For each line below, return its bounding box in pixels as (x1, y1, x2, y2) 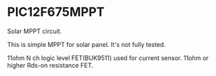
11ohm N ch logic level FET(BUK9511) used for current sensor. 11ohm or (7, 53, 209, 62)
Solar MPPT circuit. (7, 27, 62, 35)
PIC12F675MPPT (7, 4, 105, 20)
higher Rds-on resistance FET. (7, 61, 94, 69)
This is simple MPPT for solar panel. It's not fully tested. (7, 40, 166, 48)
